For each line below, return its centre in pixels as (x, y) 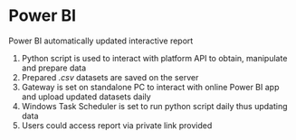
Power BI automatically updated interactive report (101, 41)
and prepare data (54, 68)
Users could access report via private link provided (117, 125)
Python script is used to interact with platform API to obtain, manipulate (154, 58)
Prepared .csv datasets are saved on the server (110, 77)
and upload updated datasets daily (86, 97)
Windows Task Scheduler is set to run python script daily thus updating (154, 106)
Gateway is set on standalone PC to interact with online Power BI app (150, 87)
